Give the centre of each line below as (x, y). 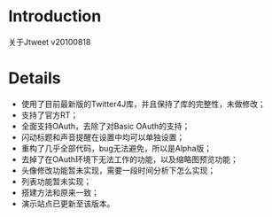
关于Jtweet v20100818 (50, 42)
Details (35, 78)
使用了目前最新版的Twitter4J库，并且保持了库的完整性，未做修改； (144, 104)
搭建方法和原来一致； (60, 192)
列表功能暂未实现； (56, 181)
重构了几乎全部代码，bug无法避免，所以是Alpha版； (116, 148)
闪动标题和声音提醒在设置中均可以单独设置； (103, 137)
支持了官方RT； (50, 115)
